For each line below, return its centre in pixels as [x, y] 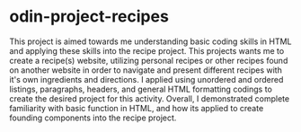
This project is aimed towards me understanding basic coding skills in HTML [150, 41]
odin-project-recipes [89, 17]
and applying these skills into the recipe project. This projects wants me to [147, 50]
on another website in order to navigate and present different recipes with [146, 70]
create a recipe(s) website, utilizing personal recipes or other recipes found [149, 60]
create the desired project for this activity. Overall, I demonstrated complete [150, 98]
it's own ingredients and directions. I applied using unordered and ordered [146, 79]
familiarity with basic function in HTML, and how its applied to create [137, 108]
